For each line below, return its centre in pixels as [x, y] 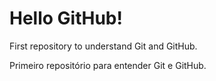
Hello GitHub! [66, 18]
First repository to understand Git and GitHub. [103, 46]
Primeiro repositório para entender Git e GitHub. [108, 65]
